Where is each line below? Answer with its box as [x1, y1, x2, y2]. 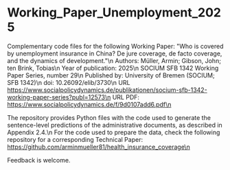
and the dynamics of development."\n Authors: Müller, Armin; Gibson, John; [7, 56, 222, 64]
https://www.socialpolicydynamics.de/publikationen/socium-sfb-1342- [7, 86, 207, 94]
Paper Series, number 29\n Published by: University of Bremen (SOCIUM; [7, 71, 215, 80]
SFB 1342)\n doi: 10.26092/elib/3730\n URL [7, 78, 130, 86]
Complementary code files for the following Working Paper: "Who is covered [7, 42, 224, 50]
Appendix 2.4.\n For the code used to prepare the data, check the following [7, 128, 220, 136]
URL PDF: [112, 93, 139, 101]
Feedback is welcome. [7, 156, 71, 164]
